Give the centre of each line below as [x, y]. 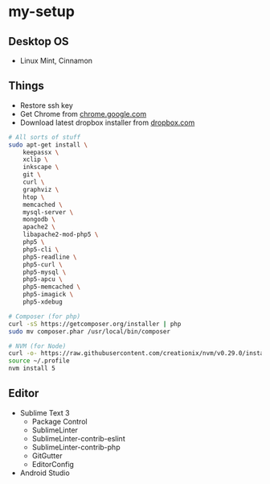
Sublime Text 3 [45, 412]
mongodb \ [39, 220]
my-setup [41, 12]
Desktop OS [39, 41]
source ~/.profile [39, 361]
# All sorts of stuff [45, 137]
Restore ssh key [47, 105]
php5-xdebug [43, 302]
